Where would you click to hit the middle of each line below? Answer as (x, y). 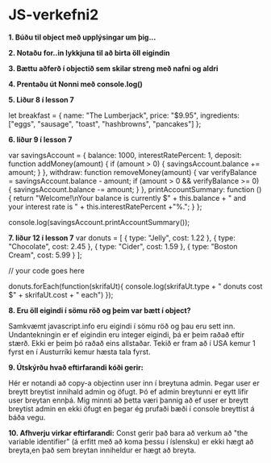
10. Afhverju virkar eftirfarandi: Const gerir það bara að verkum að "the (128, 432)
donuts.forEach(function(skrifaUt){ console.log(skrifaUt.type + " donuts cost (135, 286)
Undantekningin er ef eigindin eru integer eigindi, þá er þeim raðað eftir (126, 334)
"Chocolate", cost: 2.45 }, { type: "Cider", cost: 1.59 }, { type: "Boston (123, 246)
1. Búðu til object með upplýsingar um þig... (82, 37)
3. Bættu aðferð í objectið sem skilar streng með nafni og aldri (113, 68)
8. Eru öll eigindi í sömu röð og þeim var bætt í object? (100, 310)
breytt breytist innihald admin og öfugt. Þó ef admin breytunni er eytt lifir (128, 391)
